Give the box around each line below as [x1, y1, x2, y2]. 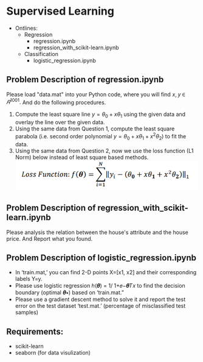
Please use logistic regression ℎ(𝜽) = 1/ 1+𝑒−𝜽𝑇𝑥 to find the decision [15, 282, 185, 289]
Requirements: [6, 326, 64, 336]
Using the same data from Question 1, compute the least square [15, 125, 175, 132]
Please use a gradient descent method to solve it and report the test [15, 296, 186, 303]
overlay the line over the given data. [15, 119, 105, 126]
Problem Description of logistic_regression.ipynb [6, 252, 196, 263]
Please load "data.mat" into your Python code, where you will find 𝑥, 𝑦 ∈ [6, 90, 185, 98]
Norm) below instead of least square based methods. [15, 154, 149, 161]
